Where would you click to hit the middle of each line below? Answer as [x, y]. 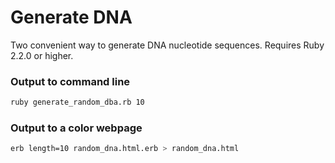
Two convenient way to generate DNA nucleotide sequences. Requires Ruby [167, 45]
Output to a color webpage [76, 128]
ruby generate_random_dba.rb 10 [77, 102]
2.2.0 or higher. [42, 55]
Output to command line [70, 81]
